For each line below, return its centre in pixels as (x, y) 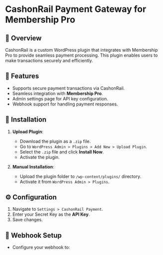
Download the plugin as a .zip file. (55, 141)
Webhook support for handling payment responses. (65, 104)
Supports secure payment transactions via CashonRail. (69, 88)
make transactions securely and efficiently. (49, 60)
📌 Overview (23, 38)
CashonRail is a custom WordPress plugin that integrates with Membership (81, 50)
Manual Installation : (33, 167)
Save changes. (28, 220)
